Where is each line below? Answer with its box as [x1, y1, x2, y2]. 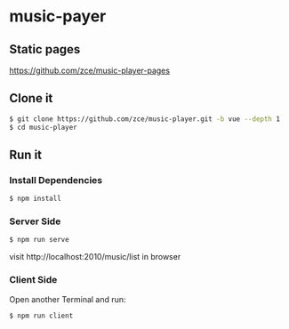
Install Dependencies [9, 173, 103, 186]
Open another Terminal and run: [9, 293, 126, 304]
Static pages [9, 42, 81, 57]
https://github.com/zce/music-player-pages [9, 65, 171, 76]
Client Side [9, 274, 58, 286]
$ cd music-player [9, 123, 77, 132]
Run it [9, 147, 43, 162]
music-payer [9, 6, 107, 27]
